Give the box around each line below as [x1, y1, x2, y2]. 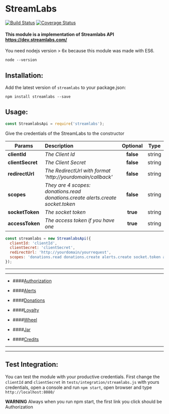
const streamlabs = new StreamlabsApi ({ [5, 236, 92, 241]
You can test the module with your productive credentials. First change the [5, 373, 160, 380]
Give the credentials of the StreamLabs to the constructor [5, 130, 125, 136]
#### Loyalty [12, 307, 39, 313]
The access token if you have [45, 217, 115, 224]
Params [14, 142, 34, 149]
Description [45, 142, 74, 149]
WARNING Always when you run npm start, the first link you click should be [5, 398, 162, 404]
